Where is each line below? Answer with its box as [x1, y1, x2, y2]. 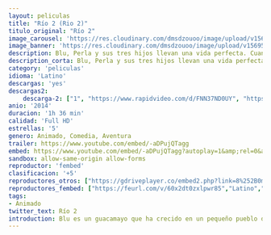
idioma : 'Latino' [8, 72, 67, 80]
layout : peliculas [8, 11, 70, 20]
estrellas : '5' [8, 124, 60, 132]
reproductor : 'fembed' [8, 162, 85, 170]
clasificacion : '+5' [8, 170, 78, 178]
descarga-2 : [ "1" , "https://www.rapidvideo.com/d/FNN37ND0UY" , [23, 94, 240, 103]
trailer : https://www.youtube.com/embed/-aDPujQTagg [8, 139, 190, 148]
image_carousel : [8, 34, 63, 43]
